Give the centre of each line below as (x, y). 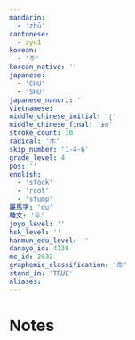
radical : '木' (35, 141)
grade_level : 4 (37, 158)
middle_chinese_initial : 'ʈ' (63, 116)
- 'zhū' (32, 26)
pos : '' (24, 166)
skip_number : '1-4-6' (49, 149)
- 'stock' (35, 183)
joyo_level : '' (37, 224)
